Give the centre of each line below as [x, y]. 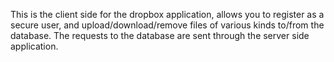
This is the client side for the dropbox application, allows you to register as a [167, 14]
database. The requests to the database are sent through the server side [160, 35]
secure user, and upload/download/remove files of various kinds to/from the [167, 25]
